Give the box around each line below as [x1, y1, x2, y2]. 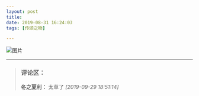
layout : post [6, 8, 38, 15]
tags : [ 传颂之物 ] [6, 25, 46, 31]
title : [6, 14, 23, 20]
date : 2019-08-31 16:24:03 [6, 19, 73, 25]
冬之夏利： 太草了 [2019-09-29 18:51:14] [20, 83, 119, 90]
